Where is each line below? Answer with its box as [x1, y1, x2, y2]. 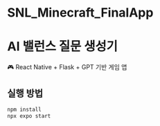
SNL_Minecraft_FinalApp [7, 5, 154, 21]
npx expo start [7, 112, 51, 119]
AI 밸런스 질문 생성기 [7, 39, 118, 55]
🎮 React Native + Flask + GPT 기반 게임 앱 [7, 63, 127, 71]
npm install [7, 106, 42, 113]
